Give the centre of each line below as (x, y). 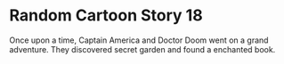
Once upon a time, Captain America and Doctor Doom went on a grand (139, 40)
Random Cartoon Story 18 (106, 16)
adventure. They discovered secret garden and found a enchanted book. (142, 49)
